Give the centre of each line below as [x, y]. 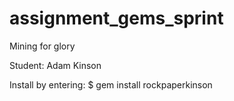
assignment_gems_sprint [116, 18]
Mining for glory [42, 46]
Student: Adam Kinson [55, 65]
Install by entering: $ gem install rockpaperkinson [111, 84]
